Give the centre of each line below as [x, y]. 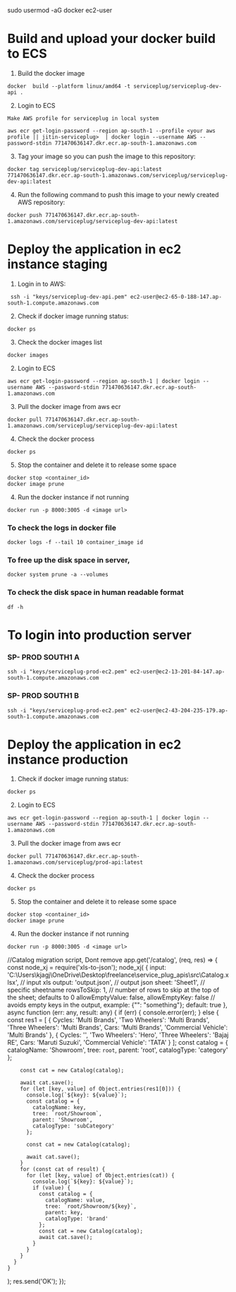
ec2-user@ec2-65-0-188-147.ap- [176, 297]
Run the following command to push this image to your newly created [118, 194]
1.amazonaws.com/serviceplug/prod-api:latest [75, 863]
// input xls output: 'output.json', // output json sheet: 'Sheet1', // [113, 983]
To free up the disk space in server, [69, 560]
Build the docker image [51, 73]
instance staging [57, 265]
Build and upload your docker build [112, 39]
